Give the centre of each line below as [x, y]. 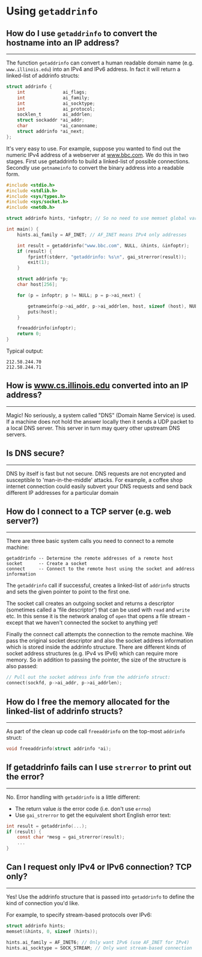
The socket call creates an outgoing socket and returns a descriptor [90, 604]
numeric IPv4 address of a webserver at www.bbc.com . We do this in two [97, 155]
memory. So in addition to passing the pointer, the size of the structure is [96, 660]
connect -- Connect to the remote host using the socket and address [101, 569]
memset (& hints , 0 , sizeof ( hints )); [52, 931]
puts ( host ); [43, 312]
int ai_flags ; [52, 92]
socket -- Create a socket [47, 564]
